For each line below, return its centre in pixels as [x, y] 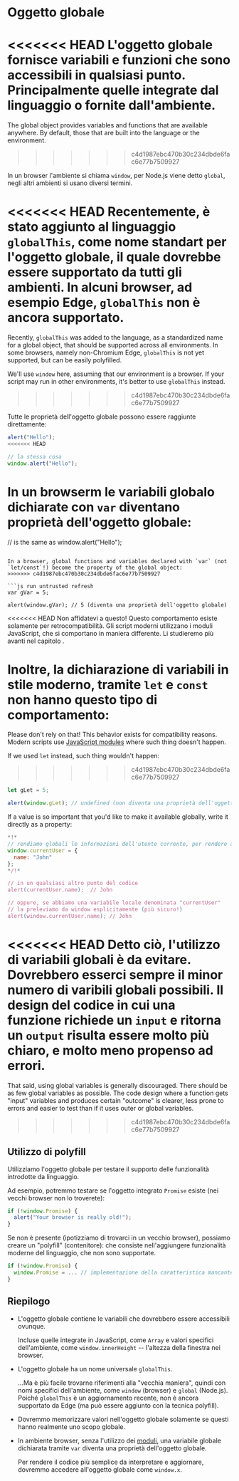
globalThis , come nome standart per [117, 242]
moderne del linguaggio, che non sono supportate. [82, 1253]
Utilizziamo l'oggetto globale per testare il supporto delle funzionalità [108, 1169]
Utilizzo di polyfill [47, 1152]
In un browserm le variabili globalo [111, 492]
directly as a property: [40, 825]
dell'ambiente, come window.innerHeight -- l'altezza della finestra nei [119, 1347]
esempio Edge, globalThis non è [104, 303]
